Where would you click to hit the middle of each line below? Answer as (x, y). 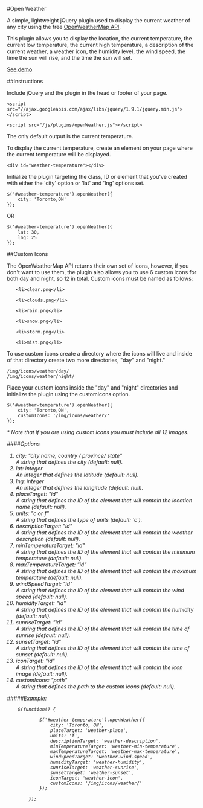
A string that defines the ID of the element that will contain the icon (99, 667)
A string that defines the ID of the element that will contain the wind (100, 590)
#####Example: (27, 698)
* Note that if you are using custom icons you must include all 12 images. (98, 432)
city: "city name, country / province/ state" (69, 456)
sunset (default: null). (42, 654)
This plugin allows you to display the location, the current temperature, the (99, 38)
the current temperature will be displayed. (59, 154)
